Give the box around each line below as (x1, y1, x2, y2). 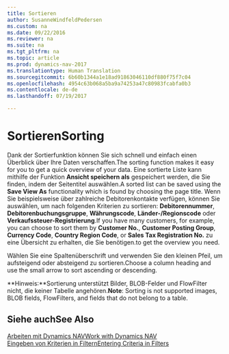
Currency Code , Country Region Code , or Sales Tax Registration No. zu (7, 231, 213, 239)
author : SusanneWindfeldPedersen (7, 16, 103, 23)
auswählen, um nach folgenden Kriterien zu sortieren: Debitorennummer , (7, 201, 215, 210)
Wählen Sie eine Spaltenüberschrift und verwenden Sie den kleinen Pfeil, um (7, 251, 224, 260)
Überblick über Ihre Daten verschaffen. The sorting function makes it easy (7, 158, 214, 166)
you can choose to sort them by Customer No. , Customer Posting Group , (7, 223, 216, 231)
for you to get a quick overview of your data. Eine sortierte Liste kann (7, 165, 202, 173)
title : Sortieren (7, 10, 57, 17)
